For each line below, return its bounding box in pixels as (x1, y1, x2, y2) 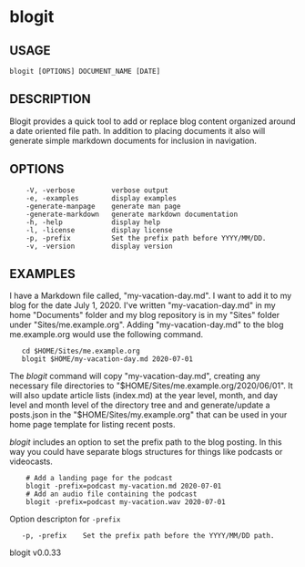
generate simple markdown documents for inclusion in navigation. (9, 135, 258, 146)
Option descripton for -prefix (9, 513, 121, 525)
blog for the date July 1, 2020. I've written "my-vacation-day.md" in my (9, 300, 276, 311)
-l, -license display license (25, 225, 173, 234)
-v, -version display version (25, 242, 173, 251)
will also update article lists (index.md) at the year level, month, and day (9, 390, 279, 401)
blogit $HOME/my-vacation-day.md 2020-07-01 (21, 355, 194, 364)
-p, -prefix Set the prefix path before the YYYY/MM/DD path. (21, 531, 275, 541)
